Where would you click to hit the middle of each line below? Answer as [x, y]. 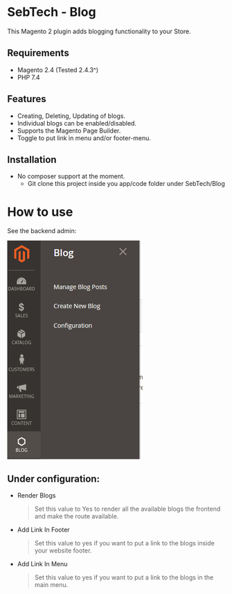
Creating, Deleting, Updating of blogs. [71, 116]
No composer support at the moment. [71, 176]
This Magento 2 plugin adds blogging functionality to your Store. [99, 31]
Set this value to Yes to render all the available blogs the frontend [127, 509]
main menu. [51, 585]
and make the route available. [77, 516]
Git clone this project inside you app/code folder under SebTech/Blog [126, 184]
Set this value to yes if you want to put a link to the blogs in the [124, 577]
